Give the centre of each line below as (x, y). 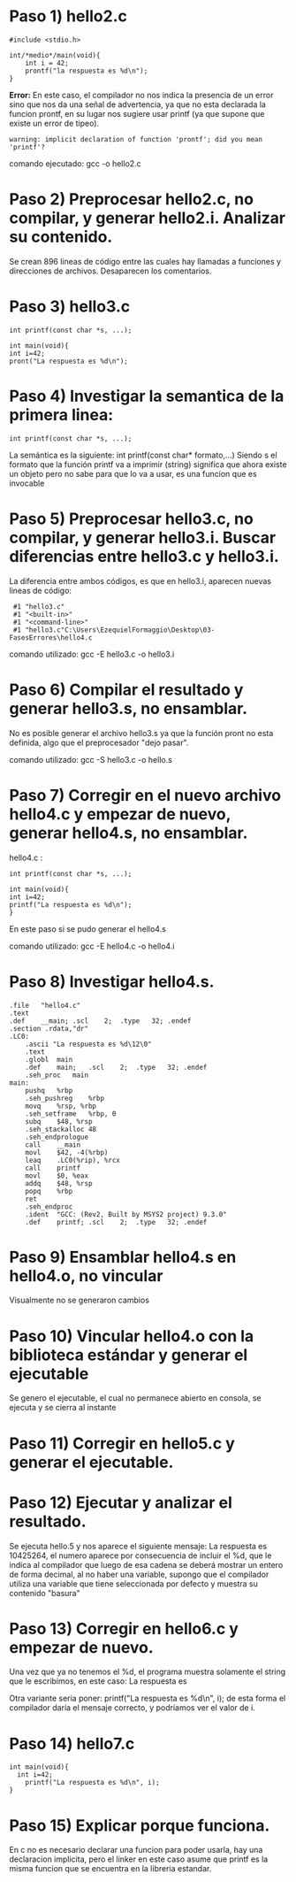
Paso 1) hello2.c (68, 16)
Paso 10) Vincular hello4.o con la (132, 1336)
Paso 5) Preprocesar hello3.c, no (131, 519)
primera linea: (61, 415)
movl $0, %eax (57, 1175)
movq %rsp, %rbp (61, 1106)
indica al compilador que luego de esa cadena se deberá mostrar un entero (146, 1564)
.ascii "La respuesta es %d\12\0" (88, 1044)
